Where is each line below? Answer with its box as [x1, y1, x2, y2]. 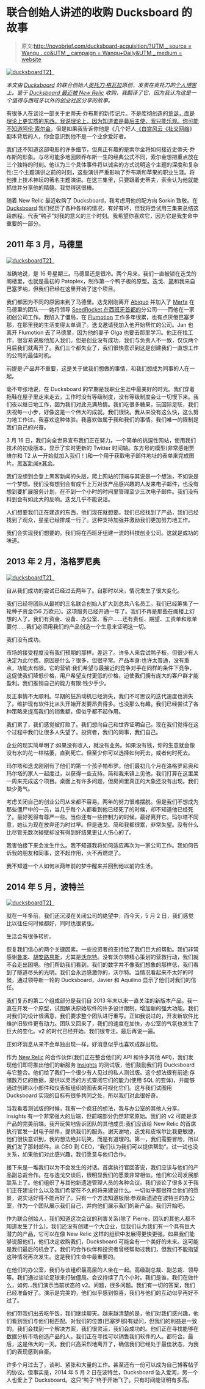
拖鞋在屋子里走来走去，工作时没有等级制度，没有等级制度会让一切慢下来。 [6, 393, 193, 400]
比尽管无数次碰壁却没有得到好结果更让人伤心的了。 [6, 829, 135, 836]
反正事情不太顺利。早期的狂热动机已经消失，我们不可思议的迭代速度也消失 [6, 692, 193, 699]
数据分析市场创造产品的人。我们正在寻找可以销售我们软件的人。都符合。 [6, 1333, 188, 1340]
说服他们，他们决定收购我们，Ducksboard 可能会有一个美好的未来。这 [11, 1238, 188, 1245]
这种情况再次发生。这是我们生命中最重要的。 [6, 1253, 119, 1261]
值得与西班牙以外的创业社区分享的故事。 [11, 96, 113, 104]
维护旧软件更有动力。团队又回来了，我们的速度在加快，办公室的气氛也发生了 [6, 1020, 199, 1027]
